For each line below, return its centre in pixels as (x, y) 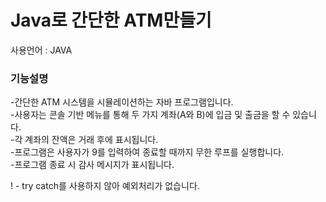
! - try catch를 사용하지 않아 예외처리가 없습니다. (105, 186)
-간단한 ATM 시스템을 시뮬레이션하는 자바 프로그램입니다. (122, 102)
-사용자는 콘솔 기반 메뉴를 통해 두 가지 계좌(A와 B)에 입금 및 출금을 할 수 (150, 115)
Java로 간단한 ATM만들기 (111, 20)
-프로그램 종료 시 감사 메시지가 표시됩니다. (92, 165)
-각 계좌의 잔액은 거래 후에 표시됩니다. (84, 140)
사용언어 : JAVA (41, 50)
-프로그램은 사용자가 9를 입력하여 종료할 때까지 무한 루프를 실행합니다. (147, 152)
